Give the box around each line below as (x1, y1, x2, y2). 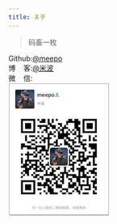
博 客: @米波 (8, 63, 54, 73)
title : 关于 (8, 13, 46, 21)
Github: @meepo (8, 53, 63, 63)
